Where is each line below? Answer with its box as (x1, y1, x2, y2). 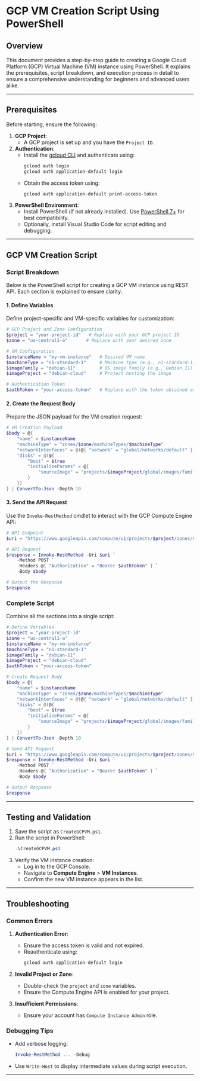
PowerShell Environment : (14, 201, 79, 209)
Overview (6, 41, 43, 51)
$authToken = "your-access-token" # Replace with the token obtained (6, 387, 187, 393)
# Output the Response (6, 579, 62, 585)
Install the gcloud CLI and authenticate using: (23, 151, 135, 158)
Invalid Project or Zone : (14, 970, 74, 978)
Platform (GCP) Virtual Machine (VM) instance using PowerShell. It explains (6, 63, 191, 70)
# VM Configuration (6, 348, 55, 354)
